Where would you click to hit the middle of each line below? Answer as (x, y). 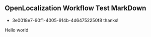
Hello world (17, 30)
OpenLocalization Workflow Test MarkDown (75, 8)
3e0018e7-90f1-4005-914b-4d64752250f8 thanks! (65, 20)
